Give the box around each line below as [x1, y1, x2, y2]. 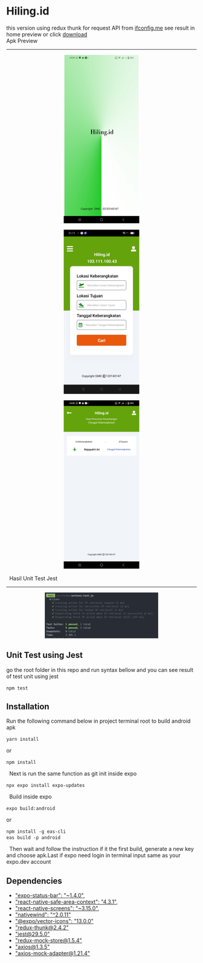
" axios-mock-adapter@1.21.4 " [14, 950, 91, 957]
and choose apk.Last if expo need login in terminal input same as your [6, 852, 181, 859]
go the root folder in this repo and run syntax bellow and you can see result [6, 666, 193, 673]
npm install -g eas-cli [6, 829, 66, 835]
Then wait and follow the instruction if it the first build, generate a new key [8, 846, 195, 853]
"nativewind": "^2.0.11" [14, 911, 71, 918]
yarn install [6, 737, 39, 743]
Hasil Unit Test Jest [8, 575, 57, 582]
